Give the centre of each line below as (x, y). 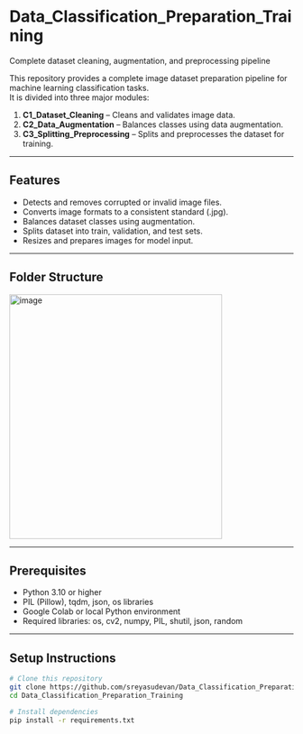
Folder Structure (56, 277)
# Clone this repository (56, 679)
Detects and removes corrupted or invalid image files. (122, 202)
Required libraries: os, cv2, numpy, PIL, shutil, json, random (133, 621)
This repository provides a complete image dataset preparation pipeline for (148, 78)
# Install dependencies (54, 711)
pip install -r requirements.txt (72, 720)
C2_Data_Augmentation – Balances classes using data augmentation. (153, 124)
